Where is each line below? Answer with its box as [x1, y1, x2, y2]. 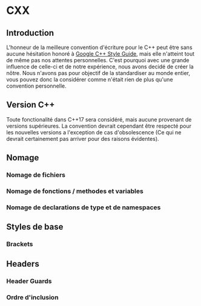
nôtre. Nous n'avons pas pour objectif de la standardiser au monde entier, [6, 70, 191, 76]
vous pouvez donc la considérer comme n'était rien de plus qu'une [6, 76, 174, 83]
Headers [6, 258, 39, 269]
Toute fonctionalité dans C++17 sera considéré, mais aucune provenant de [6, 116, 192, 123]
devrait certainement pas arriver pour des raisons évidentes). [6, 135, 159, 142]
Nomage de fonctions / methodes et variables [6, 187, 143, 195]
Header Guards [6, 276, 52, 285]
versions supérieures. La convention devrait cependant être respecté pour [6, 122, 192, 129]
